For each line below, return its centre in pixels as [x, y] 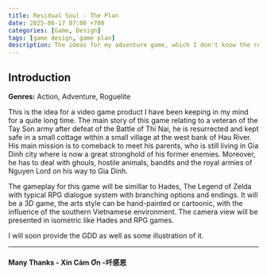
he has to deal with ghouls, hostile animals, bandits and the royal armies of [130, 162]
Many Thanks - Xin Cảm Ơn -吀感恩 [68, 262]
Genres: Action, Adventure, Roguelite [70, 96]
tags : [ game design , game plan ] [62, 38]
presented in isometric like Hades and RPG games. [91, 220]
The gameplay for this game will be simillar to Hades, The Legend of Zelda [130, 186]
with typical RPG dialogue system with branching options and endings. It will [133, 195]
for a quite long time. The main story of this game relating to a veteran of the [133, 120]
